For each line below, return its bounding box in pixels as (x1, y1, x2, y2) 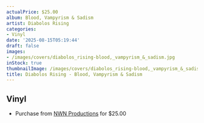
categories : (6, 26, 36, 32)
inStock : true (6, 60, 42, 66)
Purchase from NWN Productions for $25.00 (15, 110, 126, 118)
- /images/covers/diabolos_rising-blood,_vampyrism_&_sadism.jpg (6, 54, 175, 60)
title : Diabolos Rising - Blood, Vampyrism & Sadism (6, 71, 143, 77)
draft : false (6, 43, 39, 49)
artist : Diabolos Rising (6, 20, 69, 26)
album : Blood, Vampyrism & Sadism (6, 15, 94, 21)
